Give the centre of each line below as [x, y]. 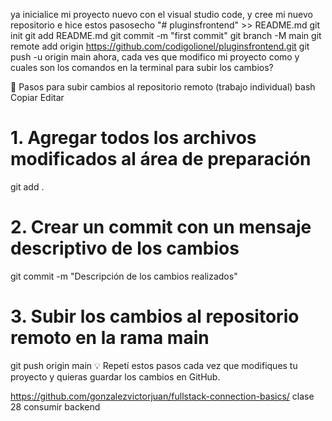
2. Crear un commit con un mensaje [161, 227]
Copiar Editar [37, 97]
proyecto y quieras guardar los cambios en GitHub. [115, 376]
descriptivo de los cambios [125, 248]
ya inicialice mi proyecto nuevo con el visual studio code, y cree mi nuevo [161, 14]
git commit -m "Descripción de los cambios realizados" [124, 276]
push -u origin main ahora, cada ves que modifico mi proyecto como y [155, 57]
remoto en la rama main [110, 338]
